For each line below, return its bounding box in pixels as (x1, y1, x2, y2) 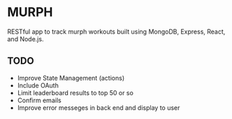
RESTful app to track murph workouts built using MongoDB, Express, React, (7, 27, 226, 36)
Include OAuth (17, 81, 59, 90)
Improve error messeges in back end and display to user (17, 103, 180, 112)
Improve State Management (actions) (17, 73, 124, 82)
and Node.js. (7, 34, 44, 43)
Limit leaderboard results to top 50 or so (17, 88, 134, 97)
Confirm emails (17, 96, 61, 104)
